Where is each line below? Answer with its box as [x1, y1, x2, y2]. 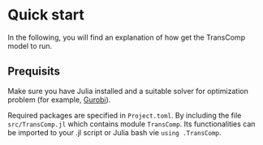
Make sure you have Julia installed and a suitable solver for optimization [7, 86, 248, 96]
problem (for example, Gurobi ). [7, 95, 111, 104]
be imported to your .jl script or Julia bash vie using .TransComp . [7, 127, 222, 137]
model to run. [7, 41, 53, 50]
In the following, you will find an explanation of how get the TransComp [7, 32, 245, 42]
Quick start [7, 6, 84, 24]
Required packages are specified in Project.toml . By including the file [7, 110, 242, 120]
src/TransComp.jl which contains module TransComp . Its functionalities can [7, 119, 256, 129]
